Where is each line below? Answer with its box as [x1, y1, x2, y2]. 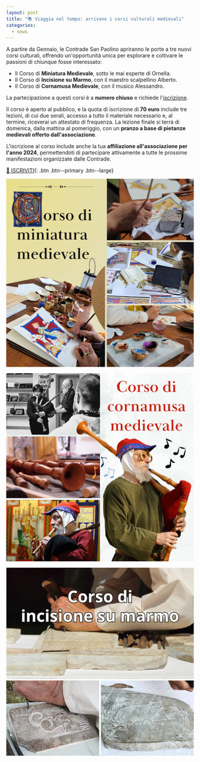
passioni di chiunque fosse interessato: [6, 59, 102, 66]
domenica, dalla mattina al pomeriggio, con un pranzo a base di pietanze [6, 125, 186, 132]
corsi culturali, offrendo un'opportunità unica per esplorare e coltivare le [6, 52, 183, 59]
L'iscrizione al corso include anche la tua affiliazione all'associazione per [6, 143, 187, 150]
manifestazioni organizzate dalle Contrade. [6, 155, 111, 162]
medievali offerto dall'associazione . [6, 131, 97, 139]
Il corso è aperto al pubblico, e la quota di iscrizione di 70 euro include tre [6, 106, 187, 113]
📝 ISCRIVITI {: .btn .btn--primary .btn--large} [6, 167, 114, 174]
